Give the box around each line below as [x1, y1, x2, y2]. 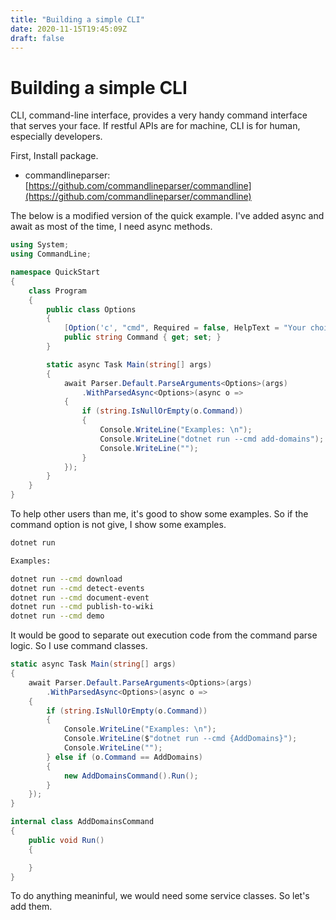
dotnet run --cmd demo [10, 611, 105, 621]
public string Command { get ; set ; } [63, 332, 222, 343]
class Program [28, 286, 87, 296]
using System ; [10, 240, 70, 250]
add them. [10, 901, 53, 913]
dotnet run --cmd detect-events [10, 583, 145, 593]
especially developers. [10, 131, 103, 143]
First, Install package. [10, 150, 99, 162]
